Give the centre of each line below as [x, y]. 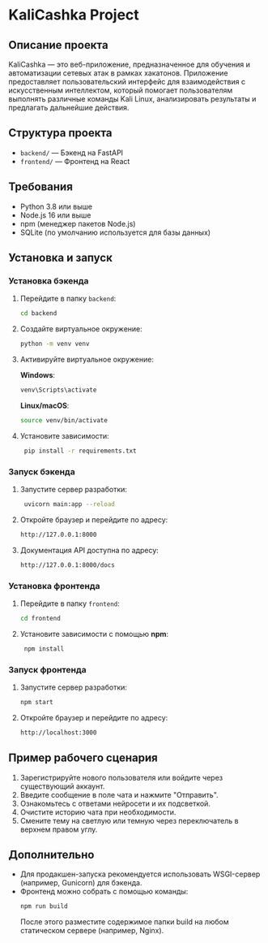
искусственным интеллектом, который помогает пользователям [121, 90]
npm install [44, 649]
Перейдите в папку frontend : [70, 603]
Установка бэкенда [49, 280]
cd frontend [40, 618]
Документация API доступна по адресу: [89, 550]
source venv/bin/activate [64, 420]
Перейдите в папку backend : [68, 299]
